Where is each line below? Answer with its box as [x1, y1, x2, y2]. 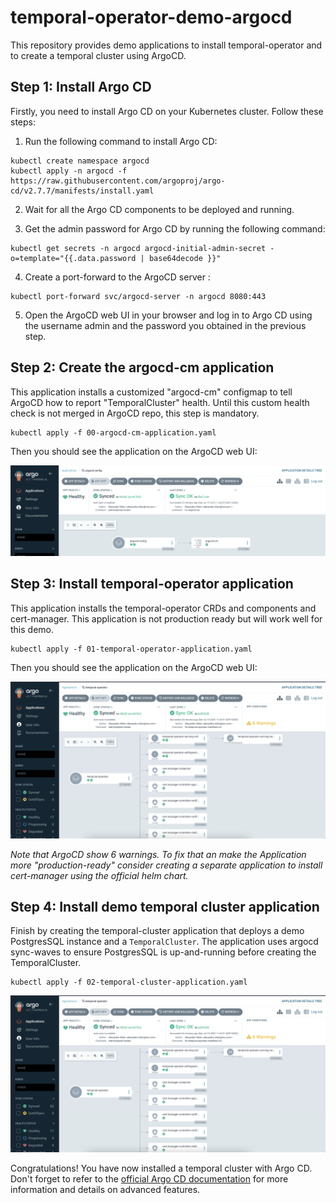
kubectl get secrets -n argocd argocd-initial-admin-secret [10, 243, 267, 253]
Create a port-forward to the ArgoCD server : [24, 271, 211, 283]
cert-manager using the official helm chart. [10, 869, 189, 881]
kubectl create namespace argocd [10, 156, 150, 166]
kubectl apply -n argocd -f [10, 166, 128, 176]
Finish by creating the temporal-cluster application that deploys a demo [10, 925, 305, 937]
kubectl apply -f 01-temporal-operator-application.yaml [10, 644, 253, 654]
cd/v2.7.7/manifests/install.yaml [10, 186, 155, 196]
